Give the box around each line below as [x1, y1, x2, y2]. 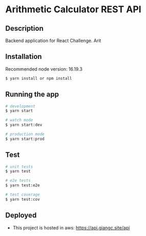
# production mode [5, 132, 45, 137]
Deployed [5, 211, 37, 220]
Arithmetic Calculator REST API [5, 4, 142, 15]
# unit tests [5, 164, 33, 169]
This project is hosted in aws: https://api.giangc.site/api [12, 224, 130, 231]
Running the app [5, 90, 59, 99]
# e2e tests [5, 178, 31, 183]
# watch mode [5, 118, 33, 123]
